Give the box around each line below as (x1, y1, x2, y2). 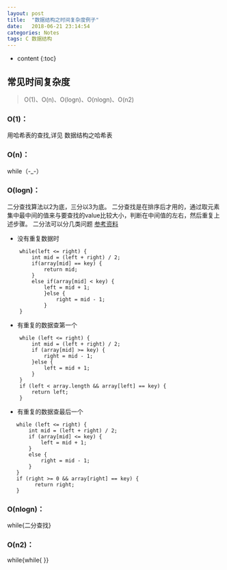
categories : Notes (7, 29, 59, 36)
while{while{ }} (7, 556, 49, 565)
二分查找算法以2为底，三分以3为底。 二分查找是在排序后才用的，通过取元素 (7, 202, 220, 211)
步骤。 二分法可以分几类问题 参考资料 (12, 219, 118, 228)
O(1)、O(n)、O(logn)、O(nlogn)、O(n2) (23, 95, 135, 104)
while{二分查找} (7, 521, 51, 530)
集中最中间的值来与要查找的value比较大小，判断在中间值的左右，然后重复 (7, 211, 214, 219)
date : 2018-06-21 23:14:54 (7, 23, 90, 29)
